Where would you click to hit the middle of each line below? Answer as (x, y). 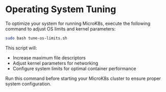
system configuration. (28, 84)
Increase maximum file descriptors (49, 57)
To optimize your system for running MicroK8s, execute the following (78, 23)
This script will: (21, 48)
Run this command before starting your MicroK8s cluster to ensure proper (83, 78)
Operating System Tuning (61, 9)
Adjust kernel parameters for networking (55, 63)
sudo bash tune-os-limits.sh (36, 38)
